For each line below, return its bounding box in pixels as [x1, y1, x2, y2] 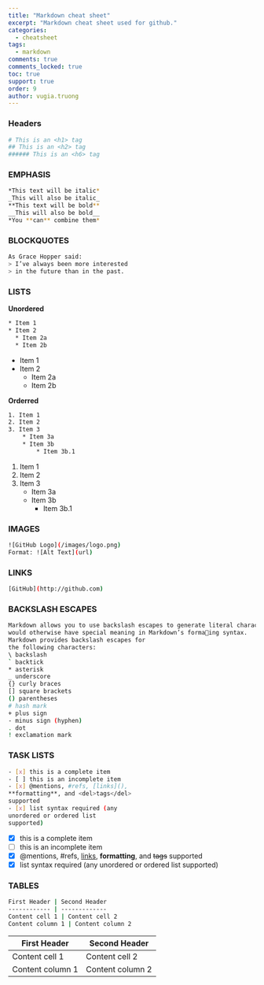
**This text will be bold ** [8, 202, 101, 209]
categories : [8, 26, 47, 34]
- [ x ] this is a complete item [8, 768, 111, 776]
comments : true [8, 56, 58, 64]
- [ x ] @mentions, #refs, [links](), [8, 783, 128, 791]
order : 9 [8, 84, 37, 93]
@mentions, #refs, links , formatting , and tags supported [19, 851, 203, 861]
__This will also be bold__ [8, 209, 101, 217]
